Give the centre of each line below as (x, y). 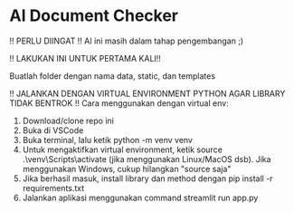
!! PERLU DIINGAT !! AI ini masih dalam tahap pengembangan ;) (127, 41)
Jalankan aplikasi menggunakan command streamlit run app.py (140, 198)
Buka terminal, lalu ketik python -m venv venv (107, 140)
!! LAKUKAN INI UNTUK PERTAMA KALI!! (85, 58)
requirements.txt (53, 188)
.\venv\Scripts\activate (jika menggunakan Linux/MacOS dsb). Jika (147, 159)
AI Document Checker (94, 16)
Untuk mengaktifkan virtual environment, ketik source (123, 149)
